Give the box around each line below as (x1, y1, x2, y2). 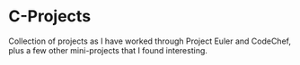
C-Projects (8, 6, 92, 27)
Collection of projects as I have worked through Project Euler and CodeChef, (8, 36, 291, 46)
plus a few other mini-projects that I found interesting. (8, 45, 208, 55)
